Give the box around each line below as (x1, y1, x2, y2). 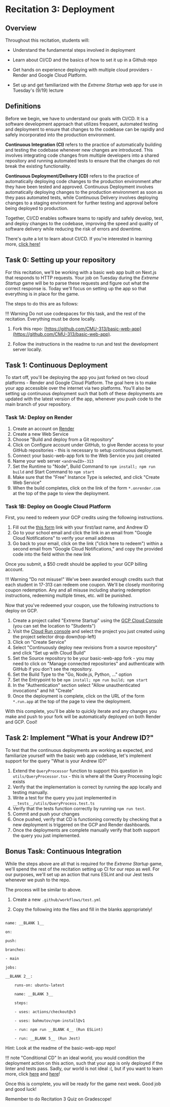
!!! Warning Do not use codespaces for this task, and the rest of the (5, 310, 146, 317)
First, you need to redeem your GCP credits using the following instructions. (5, 514, 164, 521)
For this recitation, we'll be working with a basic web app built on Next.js (5, 269, 157, 275)
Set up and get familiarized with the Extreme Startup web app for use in (12, 82, 162, 88)
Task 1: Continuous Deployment (5, 361, 108, 370)
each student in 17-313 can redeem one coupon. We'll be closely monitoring (5, 582, 164, 588)
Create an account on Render (12, 425, 75, 432)
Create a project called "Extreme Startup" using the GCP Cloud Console (12, 617, 163, 624)
